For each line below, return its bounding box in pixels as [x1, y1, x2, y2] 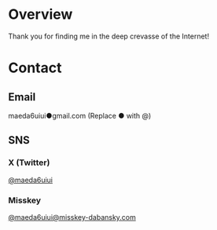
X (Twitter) [8, 157, 50, 168]
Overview [8, 5, 73, 24]
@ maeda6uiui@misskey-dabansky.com [8, 212, 136, 221]
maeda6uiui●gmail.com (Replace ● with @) [8, 111, 152, 120]
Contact [8, 59, 62, 77]
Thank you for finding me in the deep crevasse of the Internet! [8, 31, 210, 41]
